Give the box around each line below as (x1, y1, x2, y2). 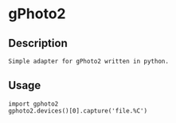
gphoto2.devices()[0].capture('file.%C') (8, 106, 148, 115)
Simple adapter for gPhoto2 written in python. (8, 57, 170, 65)
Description (8, 37, 68, 50)
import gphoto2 (8, 100, 59, 108)
